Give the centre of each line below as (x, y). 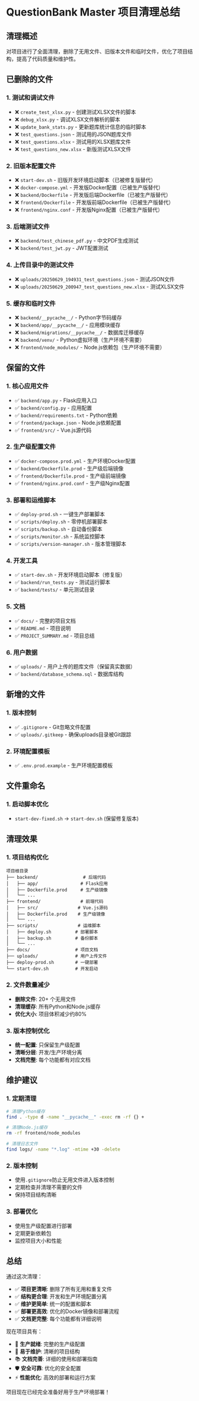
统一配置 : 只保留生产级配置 (47, 1045)
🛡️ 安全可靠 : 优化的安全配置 (48, 1368)
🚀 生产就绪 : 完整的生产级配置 (50, 1344)
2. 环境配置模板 (28, 751)
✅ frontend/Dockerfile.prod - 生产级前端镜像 (70, 476)
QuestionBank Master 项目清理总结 (93, 12)
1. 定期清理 (21, 1099)
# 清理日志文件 (22, 1144)
